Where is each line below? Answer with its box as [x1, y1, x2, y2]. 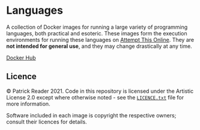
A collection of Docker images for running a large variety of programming [6, 23, 188, 31]
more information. [6, 100, 50, 107]
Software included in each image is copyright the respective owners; [6, 111, 177, 119]
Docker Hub [6, 54, 36, 61]
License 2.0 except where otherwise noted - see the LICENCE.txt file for [6, 93, 184, 101]
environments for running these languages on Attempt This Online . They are [6, 36, 194, 43]
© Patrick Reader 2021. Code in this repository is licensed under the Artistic [6, 87, 194, 95]
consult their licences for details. [6, 118, 87, 125]
